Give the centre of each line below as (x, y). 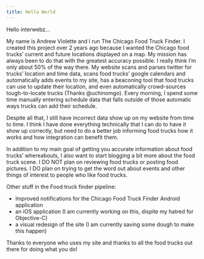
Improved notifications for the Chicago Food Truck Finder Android (97, 198)
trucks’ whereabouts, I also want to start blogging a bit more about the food (101, 155)
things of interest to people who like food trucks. (67, 175)
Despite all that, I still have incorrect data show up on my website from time (100, 118)
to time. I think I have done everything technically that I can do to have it (96, 124)
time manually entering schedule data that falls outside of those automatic (99, 99)
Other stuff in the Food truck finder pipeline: (61, 186)
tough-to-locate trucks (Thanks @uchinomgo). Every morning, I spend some (102, 93)
